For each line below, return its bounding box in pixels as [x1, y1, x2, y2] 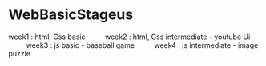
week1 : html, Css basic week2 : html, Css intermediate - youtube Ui [8, 32, 251, 41]
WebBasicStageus [8, 6, 134, 24]
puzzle [8, 49, 30, 58]
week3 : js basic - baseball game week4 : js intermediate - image [26, 40, 259, 49]
